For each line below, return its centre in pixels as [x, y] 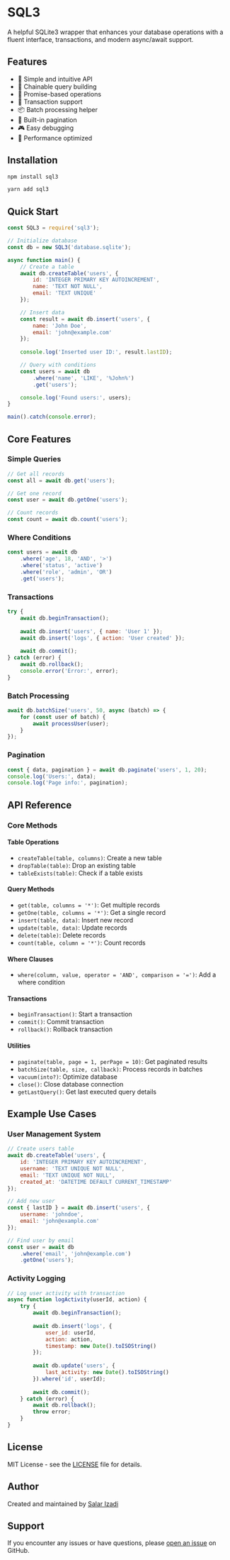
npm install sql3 [33, 177]
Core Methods [33, 825]
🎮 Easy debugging [46, 128]
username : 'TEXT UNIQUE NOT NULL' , [73, 1168]
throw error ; [52, 1412]
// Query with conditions [58, 365]
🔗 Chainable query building [57, 87]
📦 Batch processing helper [57, 109]
